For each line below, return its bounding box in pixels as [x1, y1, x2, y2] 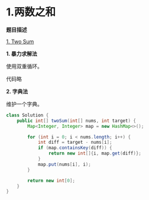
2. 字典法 [6, 88, 28, 95]
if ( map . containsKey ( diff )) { [37, 145, 112, 151]
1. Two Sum [6, 38, 34, 45]
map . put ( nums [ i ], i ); [37, 161, 92, 167]
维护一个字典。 [6, 100, 43, 107]
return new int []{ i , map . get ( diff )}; [48, 150, 142, 157]
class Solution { [6, 112, 49, 118]
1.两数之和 [6, 5, 56, 19]
